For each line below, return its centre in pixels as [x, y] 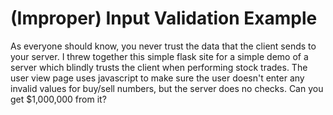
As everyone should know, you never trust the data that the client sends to [163, 46]
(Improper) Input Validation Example [164, 18]
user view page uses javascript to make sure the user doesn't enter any [157, 78]
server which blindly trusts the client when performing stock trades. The [159, 67]
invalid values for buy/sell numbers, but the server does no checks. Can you [167, 88]
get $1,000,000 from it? [58, 99]
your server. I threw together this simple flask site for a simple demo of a [159, 56]
